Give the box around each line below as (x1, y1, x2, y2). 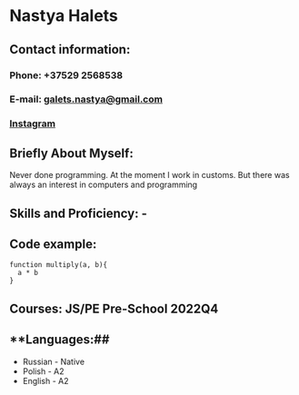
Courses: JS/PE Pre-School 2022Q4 (9, 301, 219, 316)
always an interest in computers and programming (9, 179, 198, 191)
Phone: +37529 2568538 (9, 69, 124, 82)
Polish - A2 (22, 365, 65, 377)
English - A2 (22, 375, 70, 386)
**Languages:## (9, 332, 110, 348)
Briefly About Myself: (9, 145, 134, 161)
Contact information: (9, 42, 131, 57)
